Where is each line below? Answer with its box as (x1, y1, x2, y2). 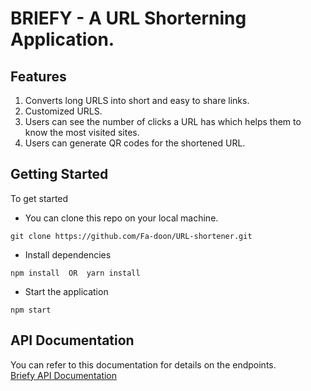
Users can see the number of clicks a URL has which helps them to (24, 116, 302, 127)
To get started (10, 192, 69, 204)
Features (10, 68, 67, 85)
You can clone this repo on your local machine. (24, 212, 219, 224)
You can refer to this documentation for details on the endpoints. (10, 358, 277, 371)
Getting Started (10, 166, 109, 183)
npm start (10, 305, 52, 315)
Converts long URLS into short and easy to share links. (24, 95, 250, 106)
